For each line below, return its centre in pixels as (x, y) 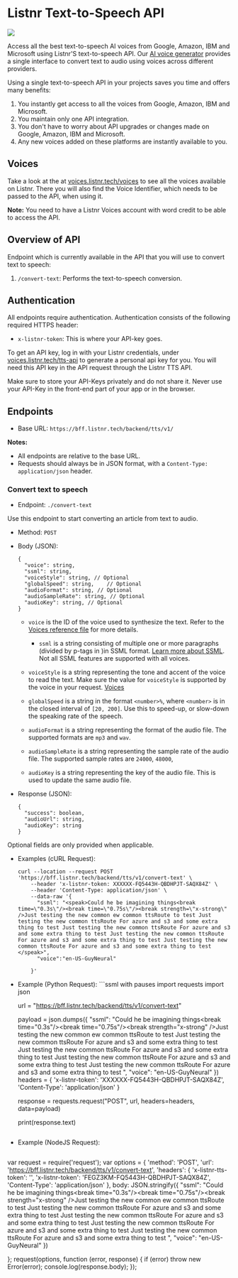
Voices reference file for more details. (83, 629)
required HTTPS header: (43, 325)
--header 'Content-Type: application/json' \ (99, 890)
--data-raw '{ (51, 897)
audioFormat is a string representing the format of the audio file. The (127, 730)
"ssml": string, (48, 572)
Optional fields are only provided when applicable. (81, 845)
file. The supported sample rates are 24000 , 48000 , (101, 759)
